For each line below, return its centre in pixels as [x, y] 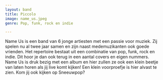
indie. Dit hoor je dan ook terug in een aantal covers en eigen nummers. [77, 57]
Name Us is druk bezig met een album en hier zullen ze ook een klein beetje [82, 62]
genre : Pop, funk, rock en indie [39, 23]
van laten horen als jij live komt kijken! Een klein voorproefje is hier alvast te [81, 67]
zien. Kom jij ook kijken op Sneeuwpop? [45, 72]
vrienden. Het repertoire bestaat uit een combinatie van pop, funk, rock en [80, 52]
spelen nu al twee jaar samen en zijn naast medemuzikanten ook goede [77, 46]
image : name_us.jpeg [26, 19]
